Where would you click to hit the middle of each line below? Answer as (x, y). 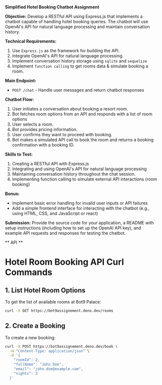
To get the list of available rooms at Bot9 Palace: (53, 302)
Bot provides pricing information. (45, 129)
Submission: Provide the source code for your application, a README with (79, 223)
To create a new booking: (30, 337)
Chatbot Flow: (20, 99)
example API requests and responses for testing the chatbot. (66, 233)
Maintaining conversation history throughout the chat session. (74, 174)
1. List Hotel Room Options (45, 290)
